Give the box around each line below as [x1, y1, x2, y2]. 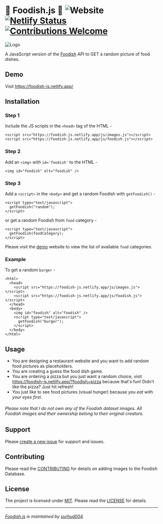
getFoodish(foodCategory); [9, 231, 64, 236]
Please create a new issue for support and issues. [5, 438, 105, 444]
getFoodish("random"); [9, 205, 55, 209]
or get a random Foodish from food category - [5, 217, 97, 224]
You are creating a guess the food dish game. [12, 368, 103, 374]
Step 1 [5, 112, 20, 119]
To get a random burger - [5, 267, 56, 273]
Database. [5, 470, 26, 477]
